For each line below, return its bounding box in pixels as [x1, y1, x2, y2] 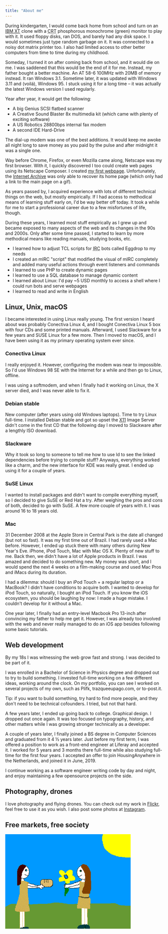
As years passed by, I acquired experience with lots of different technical [5, 188, 156, 194]
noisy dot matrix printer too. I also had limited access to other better [5, 44, 145, 50]
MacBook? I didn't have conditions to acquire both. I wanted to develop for [5, 584, 159, 590]
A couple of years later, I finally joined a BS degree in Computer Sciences [5, 731, 156, 737]
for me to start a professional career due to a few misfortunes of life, [5, 204, 146, 210]
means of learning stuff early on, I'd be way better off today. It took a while [5, 199, 159, 205]
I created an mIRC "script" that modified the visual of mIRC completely [12, 256, 158, 262]
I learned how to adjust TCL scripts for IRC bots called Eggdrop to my [12, 245, 156, 252]
